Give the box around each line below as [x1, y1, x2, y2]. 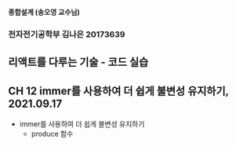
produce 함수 [31, 129, 74, 138]
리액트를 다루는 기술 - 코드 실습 [8, 55, 149, 68]
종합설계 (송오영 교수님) [8, 7, 80, 16]
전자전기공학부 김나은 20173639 [8, 28, 125, 39]
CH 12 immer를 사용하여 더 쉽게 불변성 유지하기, [8, 85, 229, 98]
